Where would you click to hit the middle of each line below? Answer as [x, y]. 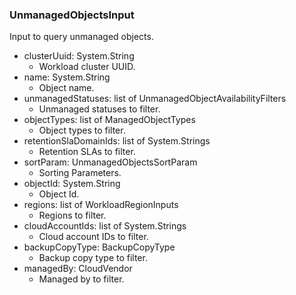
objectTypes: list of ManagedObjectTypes [109, 120]
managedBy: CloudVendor [78, 269]
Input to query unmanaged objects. [81, 37]
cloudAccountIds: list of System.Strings [105, 226]
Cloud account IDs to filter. [93, 237]
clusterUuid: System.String [79, 56]
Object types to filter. [82, 130]
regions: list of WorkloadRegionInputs [101, 205]
